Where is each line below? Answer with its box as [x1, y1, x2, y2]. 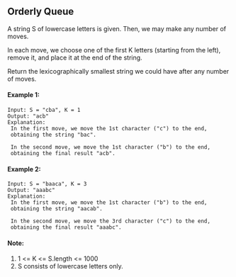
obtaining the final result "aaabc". [10, 224, 122, 231]
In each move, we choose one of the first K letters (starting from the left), [7, 45, 221, 54]
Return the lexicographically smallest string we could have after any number [7, 67, 230, 75]
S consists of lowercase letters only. [17, 262, 124, 271]
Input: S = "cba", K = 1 [7, 106, 81, 114]
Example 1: [7, 91, 40, 99]
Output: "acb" [7, 113, 50, 120]
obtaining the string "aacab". [10, 205, 103, 213]
